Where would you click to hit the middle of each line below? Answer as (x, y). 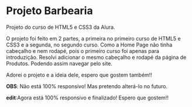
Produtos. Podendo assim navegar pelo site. (59, 63)
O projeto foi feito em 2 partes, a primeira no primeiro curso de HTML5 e (93, 38)
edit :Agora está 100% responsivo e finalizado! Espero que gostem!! (87, 98)
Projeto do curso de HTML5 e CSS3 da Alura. (61, 27)
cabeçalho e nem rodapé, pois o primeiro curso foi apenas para (83, 51)
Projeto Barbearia (49, 11)
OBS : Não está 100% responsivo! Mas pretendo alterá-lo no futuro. (87, 86)
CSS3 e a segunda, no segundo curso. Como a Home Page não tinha (89, 45)
